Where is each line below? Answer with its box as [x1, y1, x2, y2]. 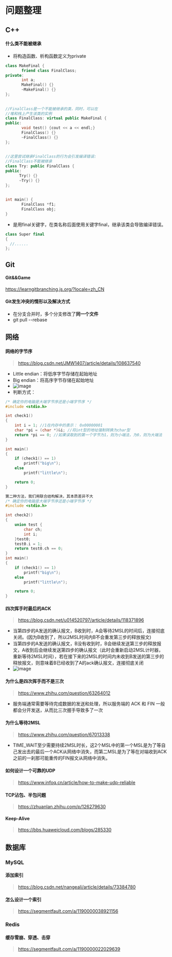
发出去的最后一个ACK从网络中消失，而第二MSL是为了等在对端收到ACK [17, 748, 167, 754]
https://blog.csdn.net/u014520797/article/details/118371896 [17, 617, 144, 623]
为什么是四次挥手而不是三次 [5, 678, 64, 684]
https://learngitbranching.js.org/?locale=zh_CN [5, 286, 105, 292]
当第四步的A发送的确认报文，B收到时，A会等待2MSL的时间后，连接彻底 [12, 628, 165, 634]
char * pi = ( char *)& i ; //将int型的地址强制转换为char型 [14, 428, 130, 433]
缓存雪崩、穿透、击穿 [5, 934, 50, 941]
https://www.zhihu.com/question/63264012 [17, 690, 111, 696]
